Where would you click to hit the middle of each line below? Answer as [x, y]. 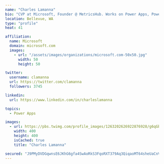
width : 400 [25, 131]
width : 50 [28, 59]
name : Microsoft [26, 41]
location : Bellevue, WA [29, 19]
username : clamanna [29, 77]
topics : [13, 109]
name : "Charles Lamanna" [30, 10]
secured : [14, 154]
